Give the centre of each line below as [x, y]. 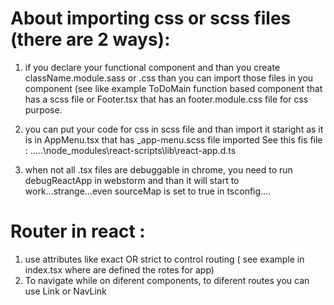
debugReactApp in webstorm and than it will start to [132, 180]
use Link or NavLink [65, 291]
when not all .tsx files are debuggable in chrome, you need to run [158, 169]
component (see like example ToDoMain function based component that [173, 88]
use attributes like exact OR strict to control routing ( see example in [164, 259]
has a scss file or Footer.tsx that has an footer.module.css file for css [166, 99]
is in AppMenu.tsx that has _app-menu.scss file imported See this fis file [173, 139]
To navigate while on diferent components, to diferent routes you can [167, 280]
